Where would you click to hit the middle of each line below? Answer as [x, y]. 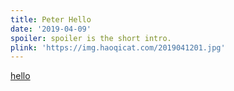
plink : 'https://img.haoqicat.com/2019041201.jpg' [118, 47]
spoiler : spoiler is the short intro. [91, 38]
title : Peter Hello [51, 19]
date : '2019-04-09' [51, 29]
